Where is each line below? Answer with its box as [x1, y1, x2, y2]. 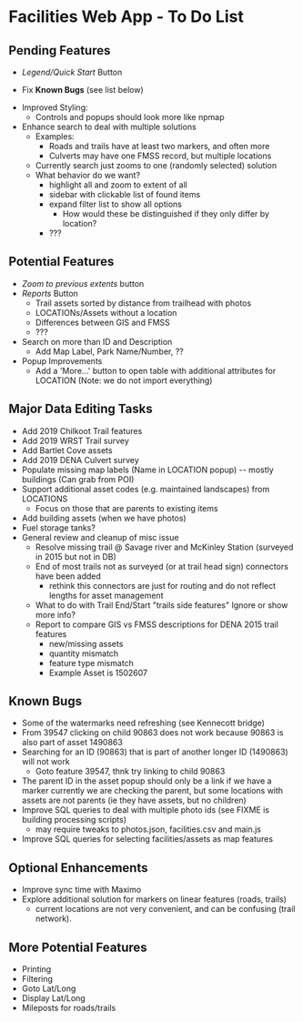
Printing [21, 964, 52, 975]
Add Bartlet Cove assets [21, 444, 113, 456]
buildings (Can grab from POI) [21, 473, 135, 484]
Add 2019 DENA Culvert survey [21, 454, 140, 465]
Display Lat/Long [21, 993, 86, 1004]
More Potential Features [8, 939, 147, 955]
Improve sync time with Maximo [21, 885, 142, 896]
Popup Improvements [21, 355, 103, 366]
